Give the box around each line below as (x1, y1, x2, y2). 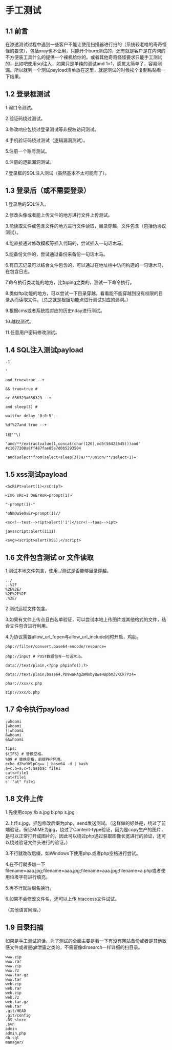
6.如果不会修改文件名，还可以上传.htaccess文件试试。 (5, 896, 120, 902)
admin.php (5, 1030, 27, 1036)
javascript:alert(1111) (5, 529, 56, 534)
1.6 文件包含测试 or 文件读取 (5, 553, 94, 562)
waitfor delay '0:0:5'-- (5, 414, 58, 419)
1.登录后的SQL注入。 (5, 201, 49, 207)
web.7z (5, 995, 19, 1000)
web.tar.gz (5, 999, 29, 1004)
